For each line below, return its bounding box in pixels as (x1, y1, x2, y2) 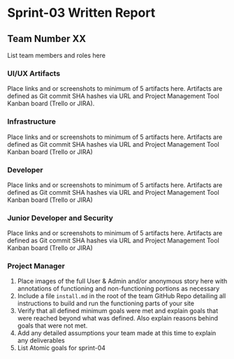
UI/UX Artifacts (7, 68, 61, 78)
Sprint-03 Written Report (7, 5, 156, 21)
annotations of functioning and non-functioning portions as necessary (17, 284, 220, 293)
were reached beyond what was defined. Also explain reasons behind (17, 314, 219, 323)
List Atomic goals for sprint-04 (17, 344, 106, 352)
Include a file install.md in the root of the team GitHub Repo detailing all (17, 292, 226, 300)
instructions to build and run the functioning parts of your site (17, 299, 194, 308)
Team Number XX (7, 33, 86, 45)
